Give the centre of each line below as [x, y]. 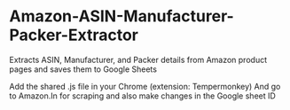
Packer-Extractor [74, 35]
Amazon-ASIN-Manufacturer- [122, 16]
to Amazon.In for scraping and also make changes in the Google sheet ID [143, 96]
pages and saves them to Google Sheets [83, 69]
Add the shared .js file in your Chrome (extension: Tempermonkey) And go [145, 86]
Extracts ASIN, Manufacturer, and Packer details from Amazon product [138, 59]
